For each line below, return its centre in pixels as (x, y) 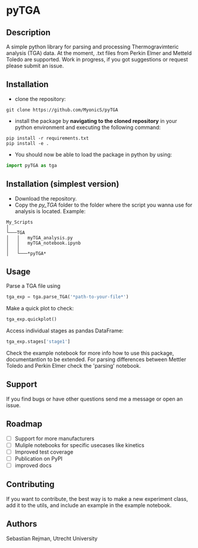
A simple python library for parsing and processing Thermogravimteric (92, 47)
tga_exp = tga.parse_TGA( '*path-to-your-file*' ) (67, 297)
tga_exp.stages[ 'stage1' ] (38, 342)
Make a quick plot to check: (40, 309)
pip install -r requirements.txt (48, 138)
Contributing (30, 484)
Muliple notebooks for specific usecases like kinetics (79, 445)
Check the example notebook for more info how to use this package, (90, 353)
